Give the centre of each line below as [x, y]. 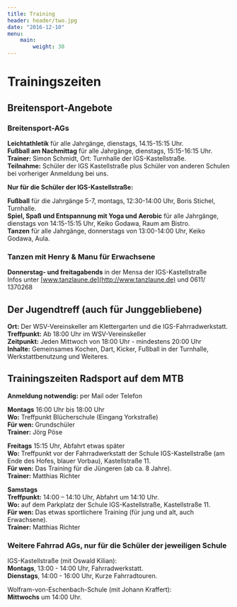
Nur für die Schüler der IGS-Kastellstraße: [70, 187]
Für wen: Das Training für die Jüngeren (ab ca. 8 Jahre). [89, 468]
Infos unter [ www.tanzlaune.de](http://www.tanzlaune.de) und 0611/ [106, 279]
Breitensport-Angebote [60, 108]
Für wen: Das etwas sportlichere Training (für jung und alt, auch [101, 512]
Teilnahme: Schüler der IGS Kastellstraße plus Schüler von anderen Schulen [118, 166]
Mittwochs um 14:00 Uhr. [45, 597]
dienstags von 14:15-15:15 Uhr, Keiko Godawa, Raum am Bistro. [99, 223]
